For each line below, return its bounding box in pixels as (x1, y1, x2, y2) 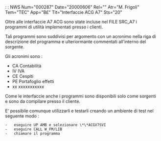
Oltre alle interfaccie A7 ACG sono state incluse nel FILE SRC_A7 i (5, 19, 137, 24)
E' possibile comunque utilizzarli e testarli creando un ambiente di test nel (5, 108, 154, 114)
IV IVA (12, 68, 25, 74)
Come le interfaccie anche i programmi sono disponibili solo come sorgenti (5, 93, 157, 99)
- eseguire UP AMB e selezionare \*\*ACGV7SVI (5, 122, 106, 127)
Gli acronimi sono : (5, 53, 43, 59)
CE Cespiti (12, 73, 34, 79)
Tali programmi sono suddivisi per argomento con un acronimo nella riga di (5, 34, 156, 39)
